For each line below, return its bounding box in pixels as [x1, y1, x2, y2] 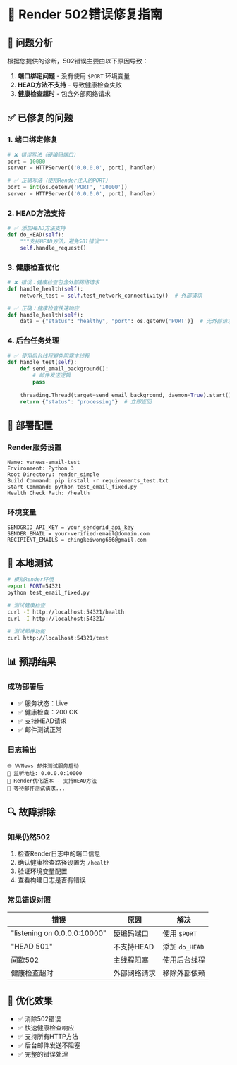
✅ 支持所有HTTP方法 [17, 1033, 79, 1041]
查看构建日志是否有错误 [17, 876, 86, 884]
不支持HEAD [113, 942, 154, 952]
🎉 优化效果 [7, 994, 53, 1006]
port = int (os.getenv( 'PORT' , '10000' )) [7, 184, 128, 191]
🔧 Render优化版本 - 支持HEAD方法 [7, 777, 97, 785]
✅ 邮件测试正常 [17, 726, 62, 734]
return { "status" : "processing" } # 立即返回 [20, 398, 152, 406]
